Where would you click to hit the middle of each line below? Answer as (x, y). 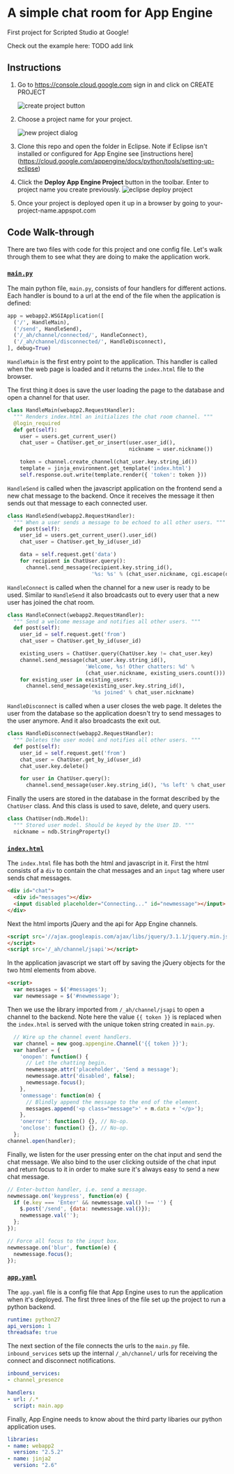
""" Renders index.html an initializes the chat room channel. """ (114, 417)
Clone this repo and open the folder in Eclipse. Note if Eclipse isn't (112, 146)
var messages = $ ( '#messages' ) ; (61, 990)
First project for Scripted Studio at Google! (68, 32)
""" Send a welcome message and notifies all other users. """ (107, 621)
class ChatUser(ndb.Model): (48, 819)
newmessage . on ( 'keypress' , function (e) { (68, 1196)
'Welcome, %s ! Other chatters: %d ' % (140, 666)
